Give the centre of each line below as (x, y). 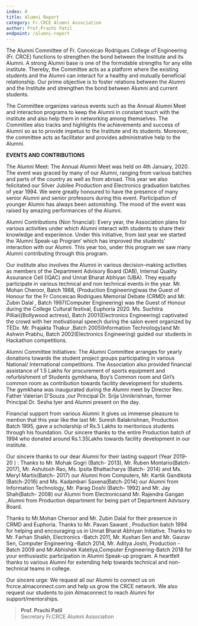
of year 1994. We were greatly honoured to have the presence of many (92, 192)
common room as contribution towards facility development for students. (95, 383)
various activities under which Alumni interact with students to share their (95, 228)
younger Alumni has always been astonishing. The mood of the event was (96, 204)
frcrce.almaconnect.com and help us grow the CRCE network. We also (92, 586)
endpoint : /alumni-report (38, 34)
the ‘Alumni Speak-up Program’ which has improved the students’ (86, 241)
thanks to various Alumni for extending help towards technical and (87, 562)
